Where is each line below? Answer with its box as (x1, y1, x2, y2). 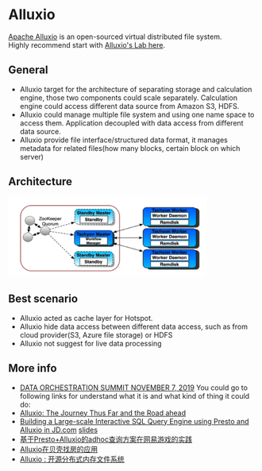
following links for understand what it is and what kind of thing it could (19, 391, 250, 400)
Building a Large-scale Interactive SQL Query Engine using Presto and (19, 416, 249, 426)
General (8, 64, 49, 77)
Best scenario (8, 292, 78, 306)
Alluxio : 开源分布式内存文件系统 (19, 454, 125, 464)
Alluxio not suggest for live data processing (19, 338, 162, 348)
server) (19, 152, 44, 161)
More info (8, 361, 57, 375)
